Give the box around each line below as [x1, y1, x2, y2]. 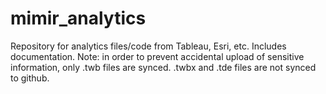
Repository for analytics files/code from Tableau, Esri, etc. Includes [10, 40, 287, 52]
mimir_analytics [10, 7, 147, 30]
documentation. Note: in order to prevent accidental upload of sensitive [10, 50, 305, 62]
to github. [10, 72, 50, 84]
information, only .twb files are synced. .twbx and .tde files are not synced [10, 61, 317, 73]
